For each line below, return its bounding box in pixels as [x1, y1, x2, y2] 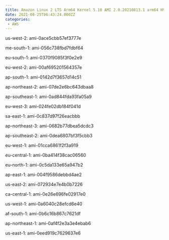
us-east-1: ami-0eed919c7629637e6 [5, 230, 81, 236]
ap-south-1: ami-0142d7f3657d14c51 [5, 74, 81, 81]
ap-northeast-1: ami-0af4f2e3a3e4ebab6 [5, 220, 92, 226]
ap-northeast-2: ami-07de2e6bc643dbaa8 [5, 84, 94, 90]
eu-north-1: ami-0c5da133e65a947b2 [5, 162, 83, 168]
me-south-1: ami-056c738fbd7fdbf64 [5, 45, 83, 51]
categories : [5, 17, 30, 22]
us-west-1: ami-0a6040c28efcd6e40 [5, 201, 82, 207]
